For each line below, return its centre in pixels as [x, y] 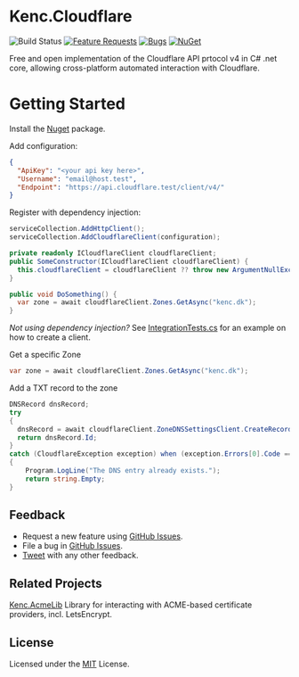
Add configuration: [44, 145]
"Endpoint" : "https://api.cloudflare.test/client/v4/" [121, 187]
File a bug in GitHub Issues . [72, 546]
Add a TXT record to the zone [64, 388]
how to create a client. [50, 337]
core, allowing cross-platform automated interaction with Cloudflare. [134, 68]
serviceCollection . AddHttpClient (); [77, 229]
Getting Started [68, 104]
